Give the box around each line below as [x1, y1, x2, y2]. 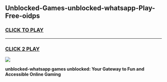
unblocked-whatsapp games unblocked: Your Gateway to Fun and [5, 66, 145, 72]
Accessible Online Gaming [5, 71, 61, 77]
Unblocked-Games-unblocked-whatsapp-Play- [5, 4, 156, 12]
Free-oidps [5, 12, 40, 20]
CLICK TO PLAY [5, 27, 44, 34]
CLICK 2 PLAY [5, 45, 40, 52]
